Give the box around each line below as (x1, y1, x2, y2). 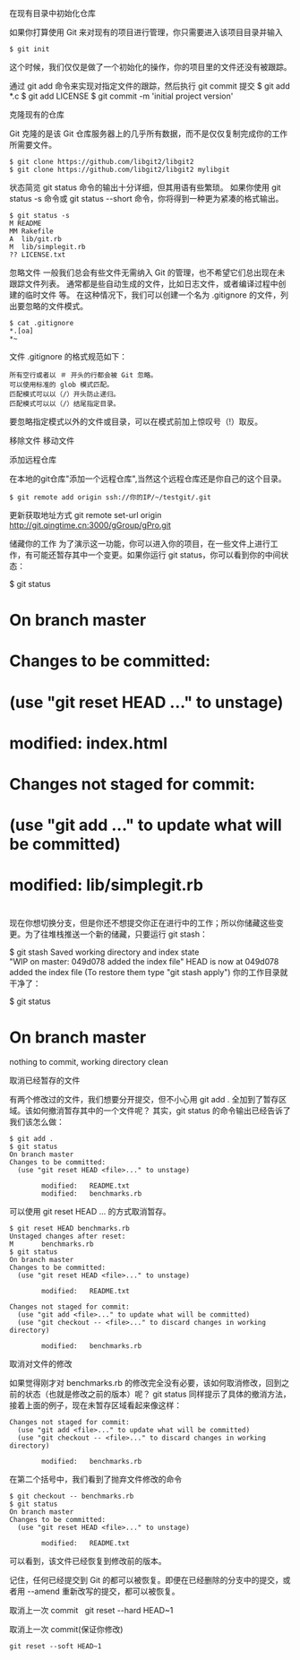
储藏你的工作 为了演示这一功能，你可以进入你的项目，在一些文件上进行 (9, 539, 270, 549)
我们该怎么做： (9, 1117, 64, 1128)
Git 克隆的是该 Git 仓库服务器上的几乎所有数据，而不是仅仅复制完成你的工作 (9, 128, 288, 139)
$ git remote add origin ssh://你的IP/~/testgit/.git (9, 493, 212, 502)
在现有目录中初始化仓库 (9, 8, 96, 18)
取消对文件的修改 (9, 1359, 73, 1370)
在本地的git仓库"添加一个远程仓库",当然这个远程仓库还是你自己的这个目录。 (9, 473, 287, 484)
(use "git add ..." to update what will (9, 815, 282, 835)
